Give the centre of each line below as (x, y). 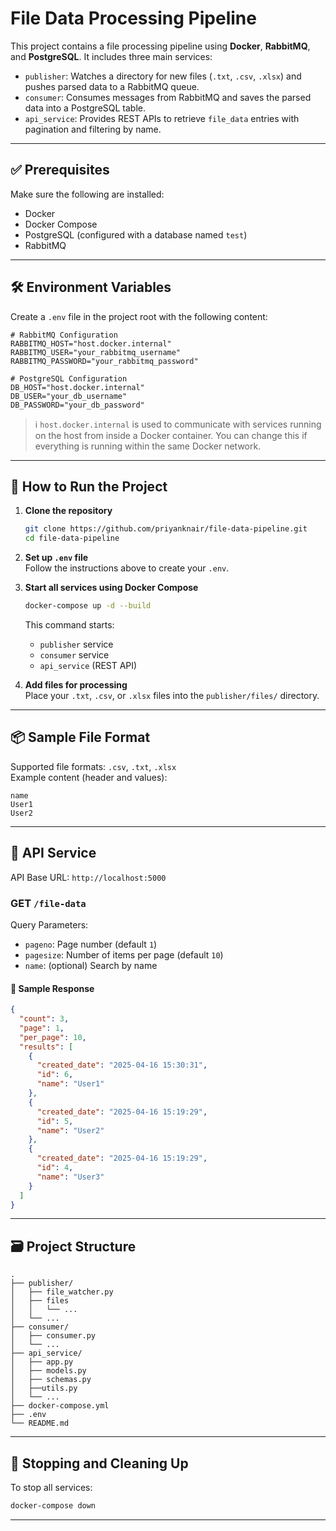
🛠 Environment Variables (91, 287)
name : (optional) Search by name (91, 965)
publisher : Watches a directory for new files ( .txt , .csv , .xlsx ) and (163, 76)
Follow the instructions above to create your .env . (127, 568)
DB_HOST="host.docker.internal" (77, 387)
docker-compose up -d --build (88, 606)
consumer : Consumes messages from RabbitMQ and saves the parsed (168, 97)
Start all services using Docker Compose (111, 588)
